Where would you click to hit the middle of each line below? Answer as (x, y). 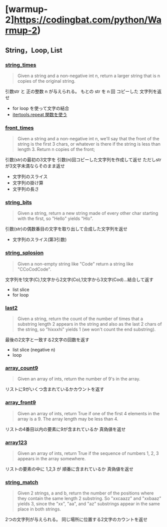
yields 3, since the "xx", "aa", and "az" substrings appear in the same (88, 504)
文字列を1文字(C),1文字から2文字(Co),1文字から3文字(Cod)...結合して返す (79, 280)
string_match (22, 482)
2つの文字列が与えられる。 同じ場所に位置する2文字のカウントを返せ (76, 519)
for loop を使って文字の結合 (41, 108)
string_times (21, 65)
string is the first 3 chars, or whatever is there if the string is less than (89, 144)
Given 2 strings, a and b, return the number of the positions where (85, 493)
